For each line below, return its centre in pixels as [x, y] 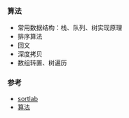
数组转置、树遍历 [42, 63]
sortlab [28, 98]
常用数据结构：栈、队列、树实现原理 [70, 28]
